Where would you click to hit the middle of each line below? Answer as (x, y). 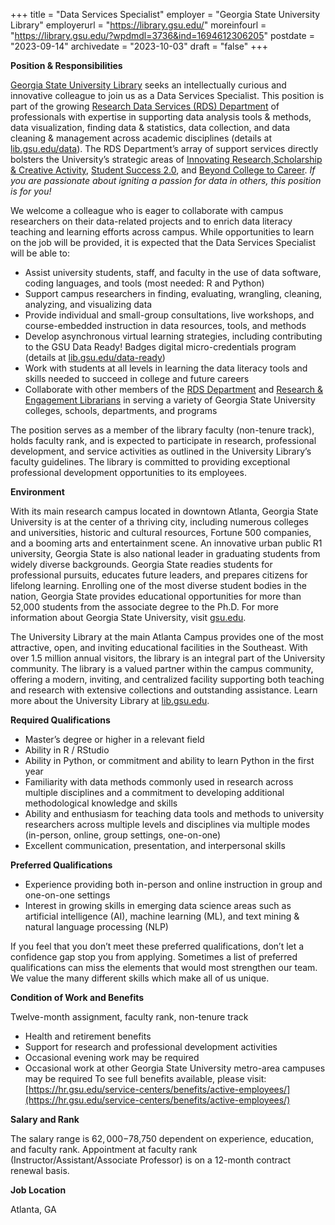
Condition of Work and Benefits (77, 997)
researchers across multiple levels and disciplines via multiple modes (167, 824)
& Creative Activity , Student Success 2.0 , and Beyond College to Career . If (163, 170)
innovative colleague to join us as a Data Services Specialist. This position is (167, 95)
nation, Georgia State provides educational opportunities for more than (156, 596)
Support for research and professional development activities (151, 1047)
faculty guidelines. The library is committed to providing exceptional (150, 462)
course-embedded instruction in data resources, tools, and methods (165, 325)
